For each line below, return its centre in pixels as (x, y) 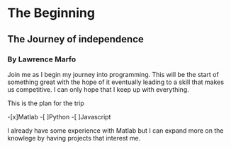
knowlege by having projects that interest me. (74, 138)
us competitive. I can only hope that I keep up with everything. (98, 89)
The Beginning (51, 13)
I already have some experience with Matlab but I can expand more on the (115, 130)
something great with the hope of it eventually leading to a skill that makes (116, 82)
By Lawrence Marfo (42, 59)
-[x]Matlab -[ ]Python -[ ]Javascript (59, 117)
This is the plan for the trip (46, 103)
